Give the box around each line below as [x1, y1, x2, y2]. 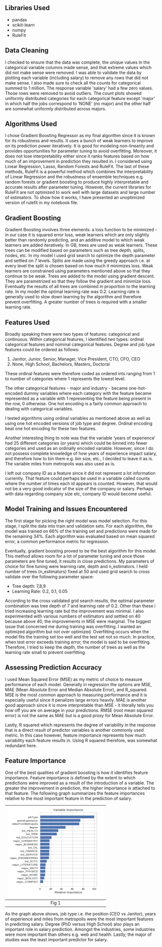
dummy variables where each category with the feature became [24, 391, 151, 396]
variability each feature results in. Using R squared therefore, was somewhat [5, 737, 157, 743]
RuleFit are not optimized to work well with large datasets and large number [5, 189, 156, 195]
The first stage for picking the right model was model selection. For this [5, 517, 147, 524]
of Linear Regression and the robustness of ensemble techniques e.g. [5, 174, 144, 180]
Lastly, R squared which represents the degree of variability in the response [5, 722, 156, 728]
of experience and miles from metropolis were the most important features [5, 916, 154, 922]
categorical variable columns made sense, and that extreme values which [5, 64, 152, 70]
